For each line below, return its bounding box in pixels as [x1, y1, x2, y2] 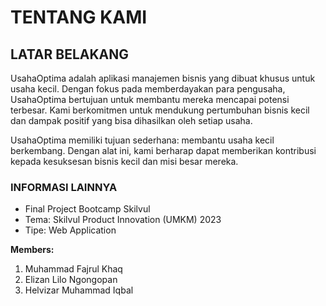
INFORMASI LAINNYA [10, 180, 118, 194]
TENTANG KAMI [10, 6, 148, 29]
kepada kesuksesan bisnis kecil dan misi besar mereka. [10, 156, 239, 167]
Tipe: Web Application [24, 224, 117, 236]
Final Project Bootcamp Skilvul [24, 203, 151, 215]
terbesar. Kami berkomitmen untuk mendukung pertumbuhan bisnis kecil [10, 104, 310, 116]
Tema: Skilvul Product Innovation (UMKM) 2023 [24, 214, 222, 226]
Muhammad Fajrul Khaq [24, 263, 123, 275]
